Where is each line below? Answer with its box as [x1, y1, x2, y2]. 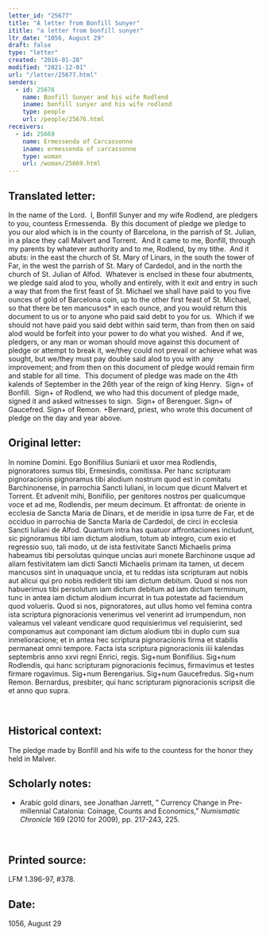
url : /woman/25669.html [22, 160, 102, 168]
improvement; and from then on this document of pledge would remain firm [8, 362, 255, 372]
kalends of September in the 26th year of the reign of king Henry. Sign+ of [8, 379, 254, 388]
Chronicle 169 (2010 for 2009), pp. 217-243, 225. [19, 815, 180, 825]
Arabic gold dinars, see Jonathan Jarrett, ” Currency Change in [19, 798, 226, 808]
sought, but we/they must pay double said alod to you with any [8, 353, 214, 363]
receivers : [8, 123, 44, 131]
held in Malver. [8, 754, 57, 763]
